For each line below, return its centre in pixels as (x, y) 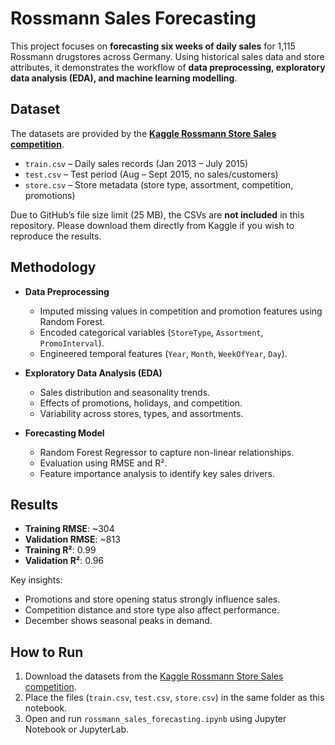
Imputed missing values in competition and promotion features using (181, 311)
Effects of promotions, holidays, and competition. (141, 403)
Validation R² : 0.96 (64, 561)
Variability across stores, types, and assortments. (141, 413)
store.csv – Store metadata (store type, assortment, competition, (159, 184)
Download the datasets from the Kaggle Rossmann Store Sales (154, 676)
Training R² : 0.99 (60, 550)
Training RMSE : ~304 (69, 529)
